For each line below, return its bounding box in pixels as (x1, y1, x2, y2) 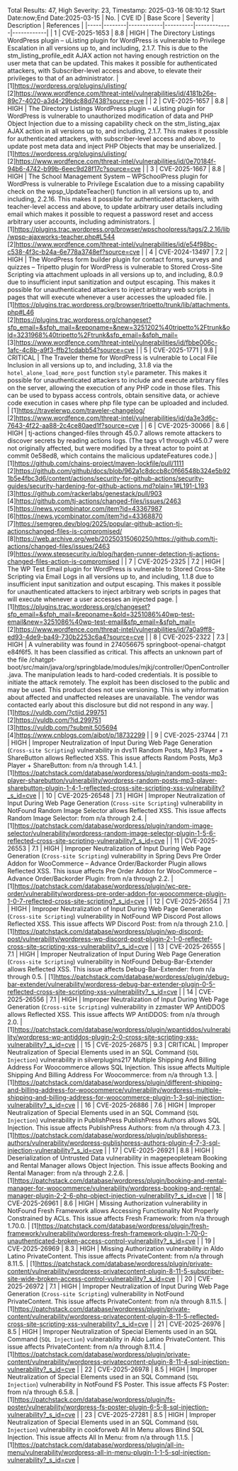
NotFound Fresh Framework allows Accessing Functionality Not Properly (7, 1207, 220, 1214)
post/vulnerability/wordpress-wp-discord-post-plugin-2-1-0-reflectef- (7, 934, 212, 943)
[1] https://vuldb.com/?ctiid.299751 (7, 708, 108, 716)
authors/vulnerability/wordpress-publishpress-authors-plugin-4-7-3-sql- (7, 1138, 221, 1147)
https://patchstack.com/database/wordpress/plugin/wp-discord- (13, 927, 204, 935)
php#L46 (7, 308, 34, 316)
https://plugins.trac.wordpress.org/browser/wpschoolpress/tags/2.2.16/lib (13, 225, 230, 233)
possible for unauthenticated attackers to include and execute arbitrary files (7, 376, 229, 384)
